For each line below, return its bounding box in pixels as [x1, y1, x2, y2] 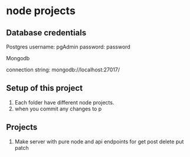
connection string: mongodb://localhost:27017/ [6, 66, 120, 73]
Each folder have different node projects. [14, 99, 114, 106]
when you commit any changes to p [14, 105, 102, 112]
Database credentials [6, 28, 87, 38]
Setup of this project [6, 83, 83, 93]
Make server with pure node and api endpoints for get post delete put [14, 138, 184, 145]
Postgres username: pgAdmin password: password [6, 43, 131, 50]
